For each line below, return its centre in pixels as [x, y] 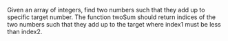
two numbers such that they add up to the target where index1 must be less [114, 24]
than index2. [25, 31]
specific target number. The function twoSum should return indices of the [111, 17]
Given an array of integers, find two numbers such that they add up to [106, 10]
